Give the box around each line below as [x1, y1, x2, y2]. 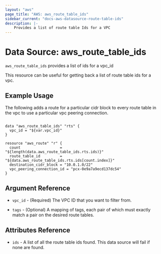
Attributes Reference [5, 226, 70, 234]
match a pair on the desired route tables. [12, 212, 94, 218]
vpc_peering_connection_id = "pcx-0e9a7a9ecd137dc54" [9, 166, 121, 172]
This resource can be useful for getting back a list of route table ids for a [5, 72, 151, 78]
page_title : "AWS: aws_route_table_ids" [5, 12, 89, 17]
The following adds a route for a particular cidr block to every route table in [5, 104, 157, 110]
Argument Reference [5, 184, 70, 193]
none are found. [12, 244, 45, 250]
